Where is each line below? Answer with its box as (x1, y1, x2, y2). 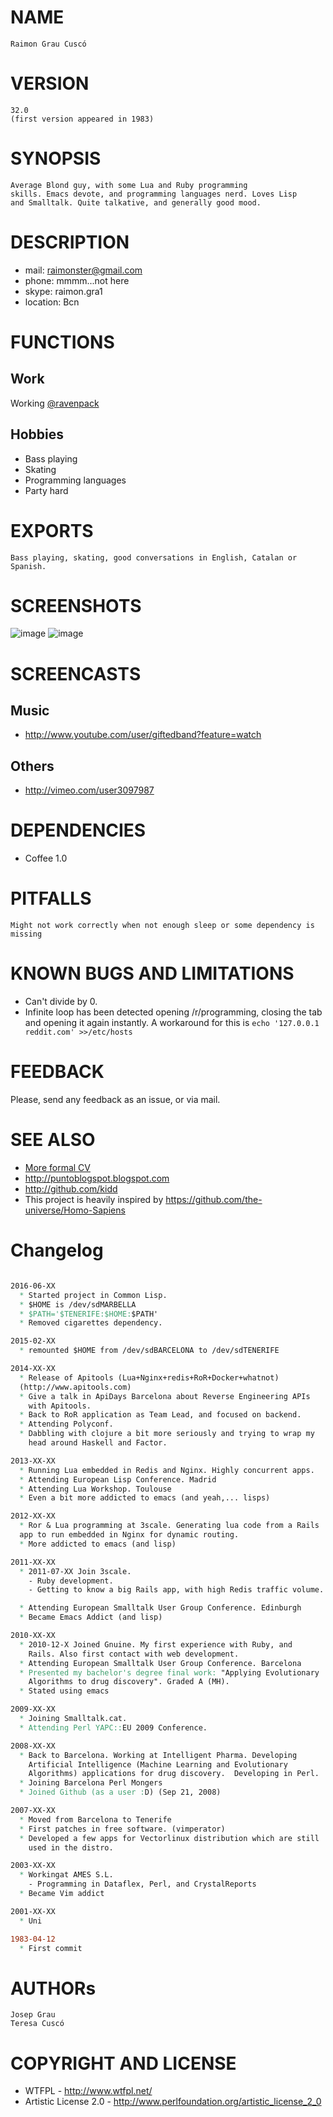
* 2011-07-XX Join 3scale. (19, 1566, 132, 1576)
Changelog (10, 1239, 104, 1262)
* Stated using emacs (19, 1686, 110, 1696)
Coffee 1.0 (24, 852, 68, 865)
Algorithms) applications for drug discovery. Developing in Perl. (28, 1769, 320, 1779)
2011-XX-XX (10, 1557, 56, 1567)
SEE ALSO (10, 1129, 96, 1151)
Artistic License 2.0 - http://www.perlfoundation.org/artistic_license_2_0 (24, 2096, 322, 2108)
